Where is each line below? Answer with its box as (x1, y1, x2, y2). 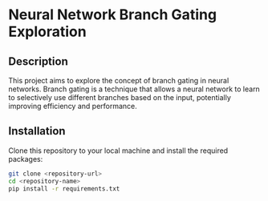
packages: (8, 154, 43, 163)
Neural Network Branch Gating (8, 6, 217, 24)
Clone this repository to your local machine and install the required (8, 146, 229, 155)
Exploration (8, 22, 87, 41)
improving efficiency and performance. (8, 102, 138, 111)
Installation (8, 124, 66, 138)
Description (8, 54, 68, 68)
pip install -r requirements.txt (8, 184, 120, 193)
